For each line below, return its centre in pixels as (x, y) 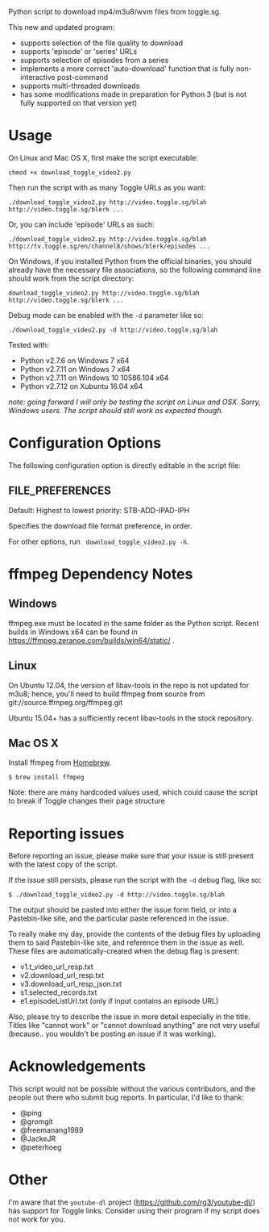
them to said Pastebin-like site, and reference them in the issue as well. (126, 942)
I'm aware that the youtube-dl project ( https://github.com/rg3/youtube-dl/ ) (132, 1202)
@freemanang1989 (52, 1130)
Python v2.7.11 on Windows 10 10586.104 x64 (94, 378)
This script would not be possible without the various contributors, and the (132, 1089)
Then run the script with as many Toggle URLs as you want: (107, 187)
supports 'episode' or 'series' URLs (79, 51)
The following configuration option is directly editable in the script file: (124, 465)
